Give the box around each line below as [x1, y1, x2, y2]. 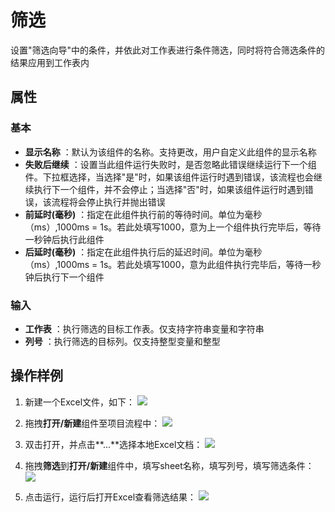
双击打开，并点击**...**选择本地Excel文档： [24, 438, 203, 450]
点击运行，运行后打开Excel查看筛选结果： [24, 491, 197, 503]
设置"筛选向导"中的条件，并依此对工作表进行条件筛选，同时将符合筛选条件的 [10, 44, 326, 56]
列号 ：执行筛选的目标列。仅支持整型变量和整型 [24, 335, 221, 347]
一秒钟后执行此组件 [24, 233, 105, 245]
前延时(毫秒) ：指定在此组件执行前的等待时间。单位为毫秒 [24, 208, 263, 220]
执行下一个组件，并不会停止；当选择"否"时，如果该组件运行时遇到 [33, 183, 305, 195]
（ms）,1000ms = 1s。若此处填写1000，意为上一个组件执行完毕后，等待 [24, 221, 322, 233]
